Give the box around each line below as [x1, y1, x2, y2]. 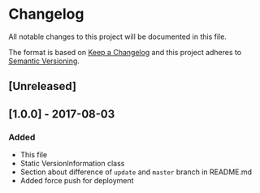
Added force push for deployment [19, 176, 134, 186]
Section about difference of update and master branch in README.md [19, 167, 253, 177]
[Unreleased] [8, 79, 77, 93]
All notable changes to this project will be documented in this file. [8, 32, 227, 41]
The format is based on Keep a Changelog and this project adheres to [8, 47, 242, 57]
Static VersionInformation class [19, 159, 125, 169]
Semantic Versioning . [8, 56, 80, 66]
